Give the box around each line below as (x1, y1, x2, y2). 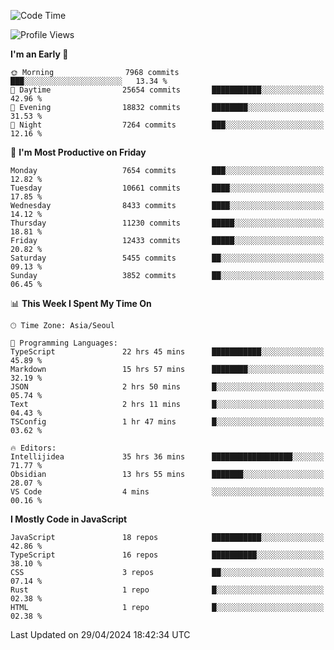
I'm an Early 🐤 (10, 48, 69, 60)
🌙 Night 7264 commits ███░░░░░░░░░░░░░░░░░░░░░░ (10, 120, 325, 130)
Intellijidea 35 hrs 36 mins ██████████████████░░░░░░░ (10, 452, 325, 462)
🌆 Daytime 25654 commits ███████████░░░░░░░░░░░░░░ (10, 85, 325, 95)
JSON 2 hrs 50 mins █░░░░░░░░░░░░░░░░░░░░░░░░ (10, 382, 325, 392)
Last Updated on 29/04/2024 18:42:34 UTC (10, 629, 191, 640)
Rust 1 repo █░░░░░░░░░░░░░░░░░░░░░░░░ (10, 585, 325, 595)
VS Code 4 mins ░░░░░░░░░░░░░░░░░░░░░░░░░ (10, 487, 325, 497)
